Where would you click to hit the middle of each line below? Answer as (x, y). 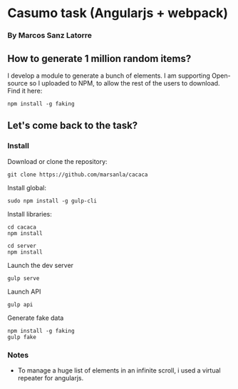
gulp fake (22, 337)
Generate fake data (36, 318)
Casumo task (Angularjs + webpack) (118, 13)
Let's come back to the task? (73, 126)
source (18, 83)
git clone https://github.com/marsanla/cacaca (78, 175)
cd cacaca (22, 227)
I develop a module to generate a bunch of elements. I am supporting (109, 76)
